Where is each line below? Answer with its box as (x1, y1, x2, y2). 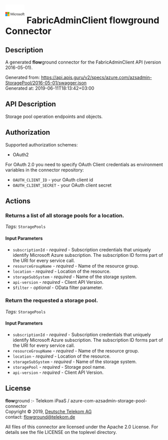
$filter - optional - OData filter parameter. (12, 284, 103, 290)
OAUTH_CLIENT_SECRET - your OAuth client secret (12, 182, 112, 188)
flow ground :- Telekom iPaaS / (5, 397, 70, 403)
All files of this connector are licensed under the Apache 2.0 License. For (5, 424, 159, 430)
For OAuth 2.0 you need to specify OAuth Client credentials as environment (5, 161, 163, 167)
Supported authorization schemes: (5, 141, 78, 148)
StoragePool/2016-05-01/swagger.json (5, 80, 87, 85)
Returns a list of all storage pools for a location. (5, 212, 125, 219)
